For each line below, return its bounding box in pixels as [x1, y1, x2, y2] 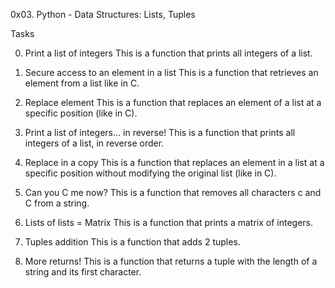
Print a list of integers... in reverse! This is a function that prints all [24, 127, 296, 138]
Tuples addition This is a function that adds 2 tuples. [24, 236, 241, 248]
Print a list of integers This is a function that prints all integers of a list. [24, 47, 313, 59]
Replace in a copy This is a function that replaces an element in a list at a [24, 157, 325, 168]
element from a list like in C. [24, 77, 140, 89]
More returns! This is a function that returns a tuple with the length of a [24, 255, 318, 267]
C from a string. [24, 197, 90, 209]
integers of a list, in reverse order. [24, 137, 165, 149]
